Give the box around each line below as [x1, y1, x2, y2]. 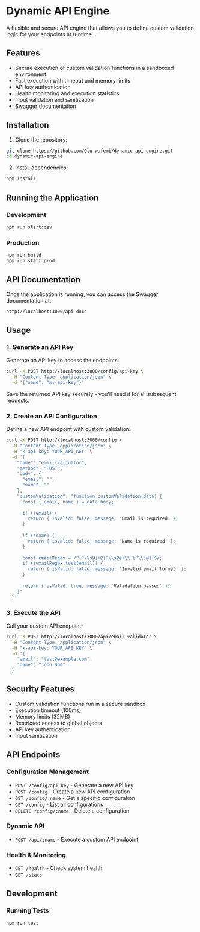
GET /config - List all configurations [14, 801, 103, 808]
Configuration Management [6, 767, 89, 776]
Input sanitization [14, 732, 58, 739]
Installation [6, 120, 49, 130]
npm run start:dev [6, 224, 52, 230]
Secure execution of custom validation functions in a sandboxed [14, 64, 174, 71]
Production [6, 238, 40, 247]
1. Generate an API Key [6, 342, 74, 351]
